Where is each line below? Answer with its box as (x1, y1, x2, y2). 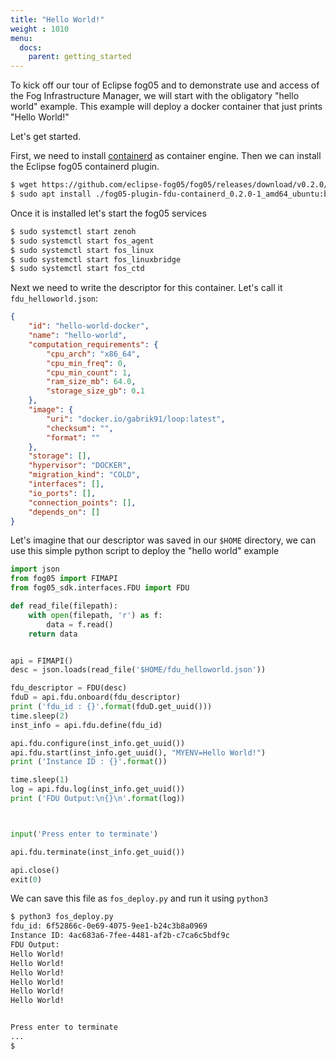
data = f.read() (46, 619, 114, 630)
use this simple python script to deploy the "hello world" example (10, 545, 280, 557)
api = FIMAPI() (10, 656, 74, 666)
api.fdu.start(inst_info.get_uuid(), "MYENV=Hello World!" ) (10, 747, 267, 758)
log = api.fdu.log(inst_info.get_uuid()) (10, 784, 186, 795)
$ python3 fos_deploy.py (10, 912, 114, 922)
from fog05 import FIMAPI (10, 574, 118, 584)
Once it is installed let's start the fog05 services (10, 207, 207, 219)
